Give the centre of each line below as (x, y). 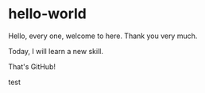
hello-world (48, 14)
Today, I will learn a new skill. (56, 51)
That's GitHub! (32, 66)
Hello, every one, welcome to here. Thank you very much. (103, 36)
